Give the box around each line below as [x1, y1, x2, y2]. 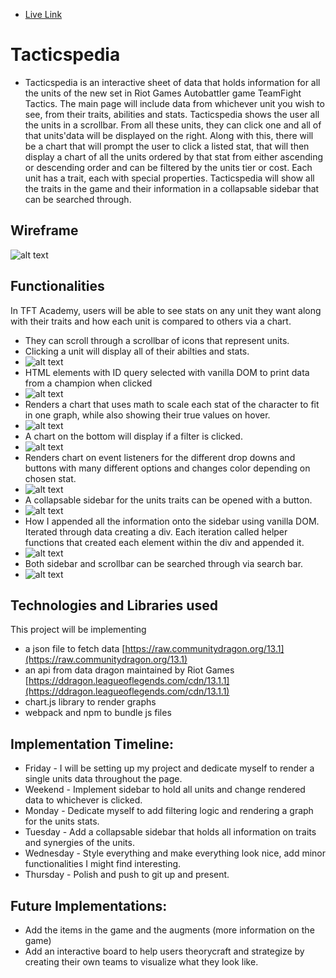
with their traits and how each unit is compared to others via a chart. [10, 315, 292, 327]
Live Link [24, 9, 63, 20]
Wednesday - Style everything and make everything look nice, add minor [24, 847, 326, 859]
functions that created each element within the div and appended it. [24, 536, 305, 548]
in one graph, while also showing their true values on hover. [24, 409, 271, 421]
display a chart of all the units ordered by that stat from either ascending [24, 150, 324, 163]
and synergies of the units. [24, 837, 135, 849]
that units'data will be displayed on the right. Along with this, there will [24, 129, 314, 141]
